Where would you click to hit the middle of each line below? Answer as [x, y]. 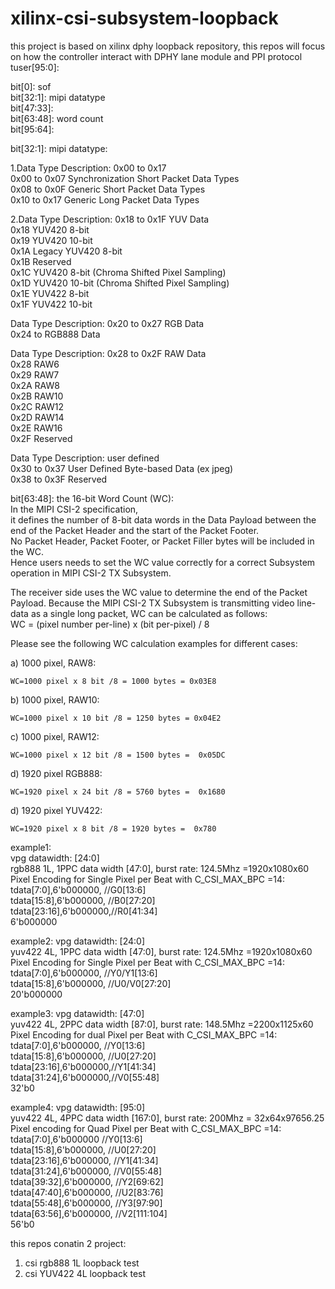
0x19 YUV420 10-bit [51, 240]
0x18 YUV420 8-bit [50, 229]
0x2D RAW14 [37, 417]
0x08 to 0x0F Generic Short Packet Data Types [108, 189]
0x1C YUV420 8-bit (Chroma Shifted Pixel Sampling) [118, 272]
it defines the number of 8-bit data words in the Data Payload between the [163, 519]
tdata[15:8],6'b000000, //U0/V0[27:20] [91, 983]
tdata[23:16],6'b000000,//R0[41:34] [84, 911]
